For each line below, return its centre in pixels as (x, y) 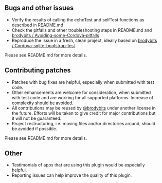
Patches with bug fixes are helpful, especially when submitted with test (83, 82)
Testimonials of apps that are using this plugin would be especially (78, 165)
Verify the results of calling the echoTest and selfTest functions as (78, 19)
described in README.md (37, 25)
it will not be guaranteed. (36, 118)
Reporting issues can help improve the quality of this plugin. (72, 175)
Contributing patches (38, 70)
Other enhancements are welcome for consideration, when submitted (81, 92)
